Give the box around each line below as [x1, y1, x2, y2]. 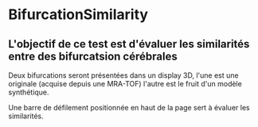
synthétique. [8, 87, 49, 97]
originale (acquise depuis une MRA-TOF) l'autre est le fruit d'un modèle [8, 79, 243, 88]
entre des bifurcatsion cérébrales [8, 49, 178, 63]
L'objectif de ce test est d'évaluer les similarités [8, 37, 250, 51]
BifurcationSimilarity [8, 6, 149, 24]
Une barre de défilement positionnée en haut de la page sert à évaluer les [8, 103, 250, 112]
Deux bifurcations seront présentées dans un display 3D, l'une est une [8, 71, 239, 80]
